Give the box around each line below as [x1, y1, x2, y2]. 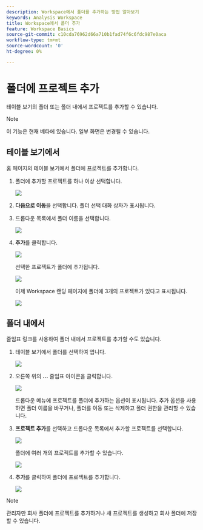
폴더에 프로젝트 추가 [6, 81, 100, 95]
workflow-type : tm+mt [6, 37, 61, 43]
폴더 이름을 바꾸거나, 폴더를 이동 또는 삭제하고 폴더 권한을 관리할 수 [26, 404, 185, 412]
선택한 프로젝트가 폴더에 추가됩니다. [15, 263, 100, 270]
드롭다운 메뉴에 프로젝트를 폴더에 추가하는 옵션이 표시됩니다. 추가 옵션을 [15, 397, 185, 404]
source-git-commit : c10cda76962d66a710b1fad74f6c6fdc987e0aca [6, 32, 167, 38]
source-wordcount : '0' [6, 43, 64, 49]
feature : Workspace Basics [6, 25, 75, 32]
